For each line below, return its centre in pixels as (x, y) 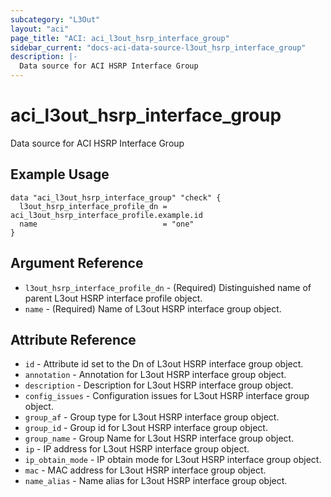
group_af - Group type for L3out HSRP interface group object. (152, 417)
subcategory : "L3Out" (55, 19)
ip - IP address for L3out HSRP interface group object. (137, 449)
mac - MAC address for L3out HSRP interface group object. (145, 470)
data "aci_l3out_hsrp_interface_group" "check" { (116, 197)
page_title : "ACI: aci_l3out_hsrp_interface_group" (120, 38)
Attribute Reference (73, 339)
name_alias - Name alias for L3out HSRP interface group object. (156, 481)
